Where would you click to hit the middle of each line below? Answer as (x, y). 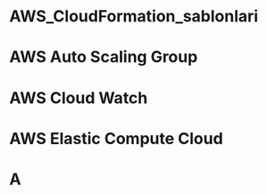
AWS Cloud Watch (79, 97)
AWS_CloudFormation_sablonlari (134, 16)
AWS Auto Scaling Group (104, 57)
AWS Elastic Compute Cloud (116, 138)
